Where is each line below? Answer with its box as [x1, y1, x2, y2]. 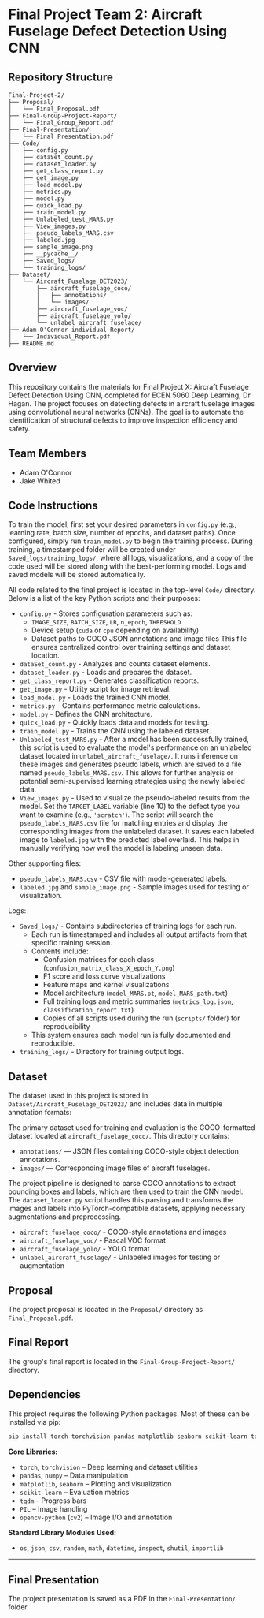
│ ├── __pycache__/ [8, 250, 79, 258]
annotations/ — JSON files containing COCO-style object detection [19, 1146, 240, 1156]
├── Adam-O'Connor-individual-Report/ [8, 326, 135, 334]
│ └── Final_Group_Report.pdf [8, 119, 114, 127]
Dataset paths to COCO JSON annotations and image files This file [31, 634, 247, 643]
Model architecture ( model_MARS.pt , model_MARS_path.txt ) [42, 988, 228, 998]
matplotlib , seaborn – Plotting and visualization [19, 1478, 172, 1488]
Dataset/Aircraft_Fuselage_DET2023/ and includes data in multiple [8, 1099, 223, 1109]
